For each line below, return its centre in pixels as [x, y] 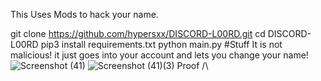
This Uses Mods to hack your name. [84, 14]
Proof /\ [192, 65]
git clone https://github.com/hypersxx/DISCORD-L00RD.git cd [138, 33]
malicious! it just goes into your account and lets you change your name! [159, 55]
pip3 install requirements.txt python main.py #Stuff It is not [161, 44]
